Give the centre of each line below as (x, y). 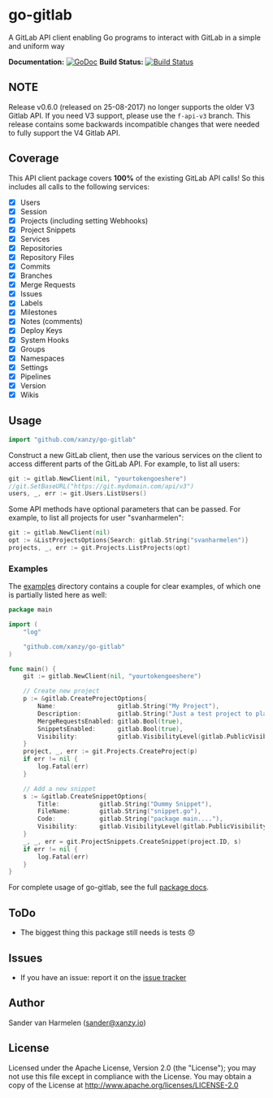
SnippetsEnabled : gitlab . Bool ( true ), (110, 728)
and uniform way (37, 45)
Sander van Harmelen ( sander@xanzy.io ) (77, 1022)
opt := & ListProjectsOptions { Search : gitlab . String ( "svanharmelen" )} (129, 540)
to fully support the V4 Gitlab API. (64, 132)
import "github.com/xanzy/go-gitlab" (72, 439)
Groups (32, 349)
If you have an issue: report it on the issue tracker (103, 977)
